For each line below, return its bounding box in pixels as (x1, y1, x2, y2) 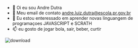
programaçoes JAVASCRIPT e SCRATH (12, 20, 92, 26)
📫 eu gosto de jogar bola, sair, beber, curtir (12, 26, 101, 32)
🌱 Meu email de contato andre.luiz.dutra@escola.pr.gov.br (12, 10, 131, 16)
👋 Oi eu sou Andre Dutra (12, 5, 62, 10)
